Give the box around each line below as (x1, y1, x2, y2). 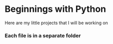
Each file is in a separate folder (4, 32, 81, 39)
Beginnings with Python (4, 3, 106, 15)
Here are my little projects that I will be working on (4, 20, 108, 26)
